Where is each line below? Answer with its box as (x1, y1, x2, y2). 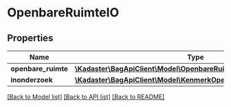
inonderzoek (10, 75, 53, 84)
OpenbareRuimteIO (7, 5, 119, 21)
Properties (7, 32, 54, 44)
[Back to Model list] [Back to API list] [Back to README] (7, 93, 165, 101)
